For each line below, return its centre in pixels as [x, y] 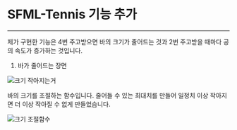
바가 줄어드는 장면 [42, 65]
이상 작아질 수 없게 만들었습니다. [66, 104]
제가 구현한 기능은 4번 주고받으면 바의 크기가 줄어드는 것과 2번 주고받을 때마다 [115, 41]
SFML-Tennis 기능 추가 [72, 14]
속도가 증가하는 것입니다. [49, 51]
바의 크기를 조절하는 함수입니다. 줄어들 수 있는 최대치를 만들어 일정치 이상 [108, 95]
